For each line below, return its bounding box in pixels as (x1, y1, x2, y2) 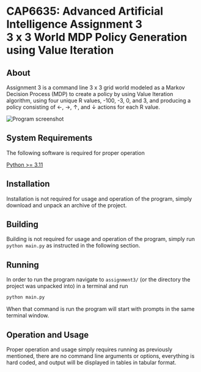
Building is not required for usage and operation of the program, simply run (6, 236, 196, 243)
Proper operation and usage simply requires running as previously (6, 346, 173, 353)
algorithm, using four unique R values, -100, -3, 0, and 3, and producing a (6, 97, 191, 104)
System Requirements (6, 133, 93, 143)
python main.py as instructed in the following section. (6, 242, 141, 249)
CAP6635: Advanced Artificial (6, 4, 164, 18)
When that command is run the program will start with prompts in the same (6, 305, 195, 313)
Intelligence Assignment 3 (6, 17, 142, 31)
